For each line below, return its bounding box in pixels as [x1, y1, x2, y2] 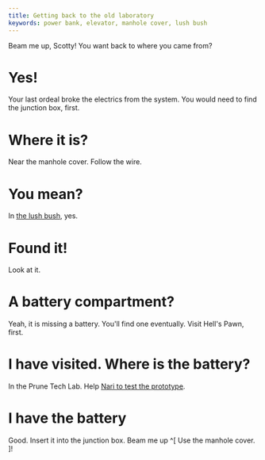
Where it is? [8, 131, 89, 149]
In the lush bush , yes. [8, 211, 78, 220]
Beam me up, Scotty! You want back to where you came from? [8, 40, 213, 50]
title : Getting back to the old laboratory [8, 11, 155, 20]
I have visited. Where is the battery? [8, 355, 251, 374]
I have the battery [8, 409, 127, 427]
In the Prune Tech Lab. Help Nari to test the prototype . [8, 381, 186, 391]
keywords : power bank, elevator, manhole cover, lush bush [8, 19, 208, 27]
